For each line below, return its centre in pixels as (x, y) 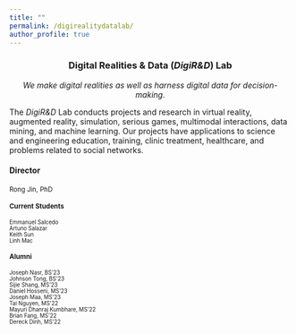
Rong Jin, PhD (31, 189)
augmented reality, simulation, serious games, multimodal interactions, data (148, 121)
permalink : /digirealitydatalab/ (72, 26)
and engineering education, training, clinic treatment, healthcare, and (137, 141)
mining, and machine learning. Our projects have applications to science (142, 131)
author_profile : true (50, 34)
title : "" (28, 17)
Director (25, 170)
